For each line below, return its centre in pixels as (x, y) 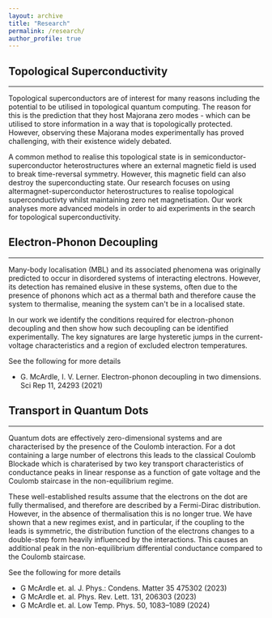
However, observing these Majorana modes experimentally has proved (126, 133)
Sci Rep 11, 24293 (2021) (61, 385)
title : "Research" (39, 23)
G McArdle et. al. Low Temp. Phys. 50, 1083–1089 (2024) (115, 605)
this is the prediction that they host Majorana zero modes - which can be (130, 116)
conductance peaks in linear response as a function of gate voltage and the (134, 472)
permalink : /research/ (47, 31)
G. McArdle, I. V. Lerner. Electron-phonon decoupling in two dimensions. (140, 376)
